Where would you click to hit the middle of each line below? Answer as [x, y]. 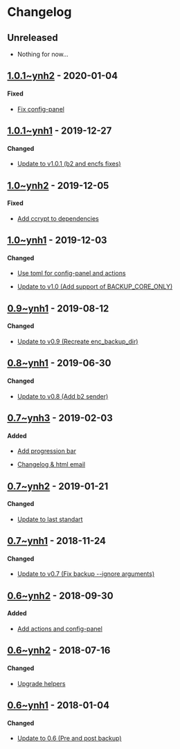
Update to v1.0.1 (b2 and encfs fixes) [69, 164]
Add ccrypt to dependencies [58, 218]
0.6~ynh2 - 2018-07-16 [59, 650]
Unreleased [33, 38]
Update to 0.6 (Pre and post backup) [70, 739]
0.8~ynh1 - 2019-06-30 [59, 363]
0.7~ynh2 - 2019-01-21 [58, 486]
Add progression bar [46, 451]
